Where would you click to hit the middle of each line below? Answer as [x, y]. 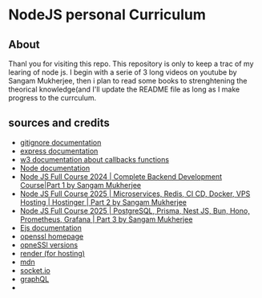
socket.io [35, 270]
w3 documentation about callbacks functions [95, 159]
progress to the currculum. [52, 98]
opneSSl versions [49, 245]
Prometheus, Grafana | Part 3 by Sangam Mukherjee [106, 219]
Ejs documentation [51, 227]
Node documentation [55, 168]
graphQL [34, 279]
